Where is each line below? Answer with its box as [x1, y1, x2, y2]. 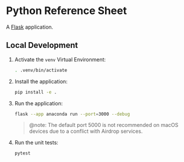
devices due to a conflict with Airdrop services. [29, 127, 143, 135]
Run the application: [14, 99, 63, 106]
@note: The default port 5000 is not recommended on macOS [29, 122, 179, 129]
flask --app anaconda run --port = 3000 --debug [14, 111, 130, 117]
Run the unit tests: [14, 139, 58, 146]
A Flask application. [6, 23, 54, 30]
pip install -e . [14, 89, 57, 95]
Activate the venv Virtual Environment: [14, 56, 106, 63]
